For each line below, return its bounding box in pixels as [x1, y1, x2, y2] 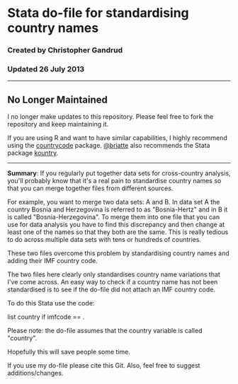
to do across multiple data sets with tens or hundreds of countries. [7, 235, 202, 244]
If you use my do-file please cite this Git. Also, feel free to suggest [7, 361, 200, 370]
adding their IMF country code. [7, 257, 98, 265]
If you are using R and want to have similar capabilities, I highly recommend [7, 134, 228, 142]
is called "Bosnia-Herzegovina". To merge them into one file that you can [7, 213, 220, 221]
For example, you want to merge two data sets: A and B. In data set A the [7, 198, 220, 206]
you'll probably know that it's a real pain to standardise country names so [7, 177, 222, 185]
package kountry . [7, 149, 59, 157]
